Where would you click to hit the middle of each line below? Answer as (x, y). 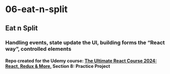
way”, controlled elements (38, 49)
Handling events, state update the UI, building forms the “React (85, 43)
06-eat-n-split (36, 9)
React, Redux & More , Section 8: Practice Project (58, 66)
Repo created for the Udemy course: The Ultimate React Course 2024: (81, 61)
